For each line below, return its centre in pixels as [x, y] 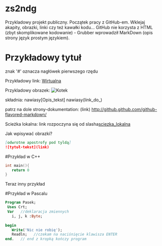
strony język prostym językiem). [37, 38]
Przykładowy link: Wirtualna [33, 81]
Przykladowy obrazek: [28, 90]
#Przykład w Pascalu [26, 193]
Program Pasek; [21, 203]
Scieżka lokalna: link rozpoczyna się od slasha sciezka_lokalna [68, 124]
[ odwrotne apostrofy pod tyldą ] [38, 142]
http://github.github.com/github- [124, 109]
